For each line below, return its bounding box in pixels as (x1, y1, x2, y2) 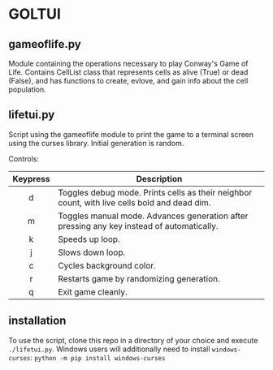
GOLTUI (8, 5, 61, 24)
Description (136, 173, 183, 184)
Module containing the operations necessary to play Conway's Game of (8, 58, 249, 68)
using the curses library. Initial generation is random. (8, 138, 184, 148)
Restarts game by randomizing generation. (58, 273, 221, 284)
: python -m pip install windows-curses (29, 352, 166, 362)
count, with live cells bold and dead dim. (58, 196, 211, 208)
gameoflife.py (8, 37, 81, 51)
